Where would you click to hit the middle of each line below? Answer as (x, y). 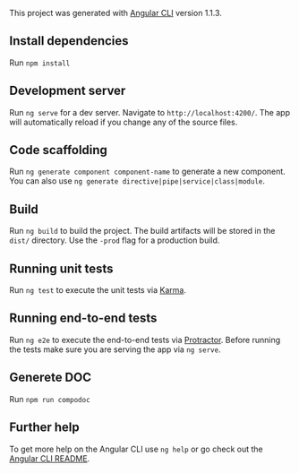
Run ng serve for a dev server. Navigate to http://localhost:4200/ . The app (150, 112)
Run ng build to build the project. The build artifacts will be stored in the (142, 231)
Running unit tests (61, 268)
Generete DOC (51, 378)
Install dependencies (69, 41)
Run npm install (40, 63)
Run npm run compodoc (50, 399)
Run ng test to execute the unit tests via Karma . (98, 290)
